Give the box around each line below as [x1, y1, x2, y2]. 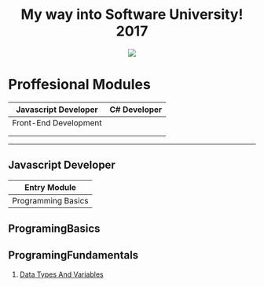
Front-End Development [12, 117, 102, 128]
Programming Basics [12, 195, 89, 206]
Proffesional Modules [8, 76, 151, 94]
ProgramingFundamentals [8, 248, 139, 262]
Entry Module [24, 181, 77, 192]
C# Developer [109, 104, 163, 115]
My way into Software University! [20, 6, 244, 24]
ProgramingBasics [8, 222, 101, 236]
